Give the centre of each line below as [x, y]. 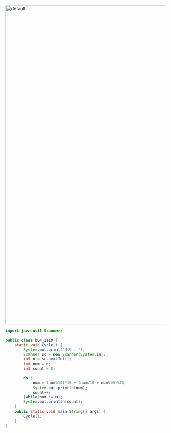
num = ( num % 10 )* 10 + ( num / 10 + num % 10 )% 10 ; [79, 383]
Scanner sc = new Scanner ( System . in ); [65, 354]
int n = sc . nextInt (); [48, 359]
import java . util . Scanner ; [34, 331]
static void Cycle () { [38, 345]
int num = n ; [37, 364]
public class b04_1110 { [32, 340]
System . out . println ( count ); [53, 402]
